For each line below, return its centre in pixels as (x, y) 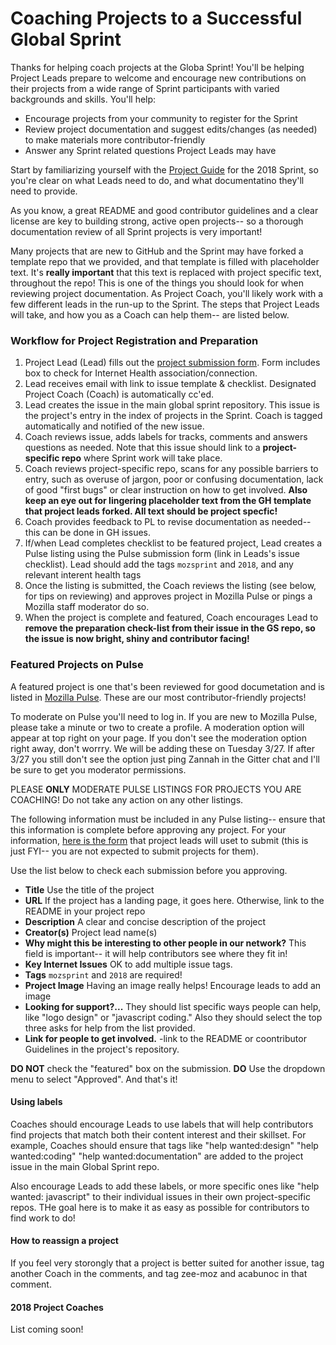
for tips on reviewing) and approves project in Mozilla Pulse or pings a (168, 596)
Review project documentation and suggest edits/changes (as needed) (171, 129)
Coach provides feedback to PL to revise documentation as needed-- (168, 522)
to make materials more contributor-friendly (115, 139)
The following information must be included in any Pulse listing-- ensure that (168, 819)
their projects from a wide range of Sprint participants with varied (145, 88)
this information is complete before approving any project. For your (148, 829)
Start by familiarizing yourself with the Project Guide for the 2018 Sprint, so (164, 169)
